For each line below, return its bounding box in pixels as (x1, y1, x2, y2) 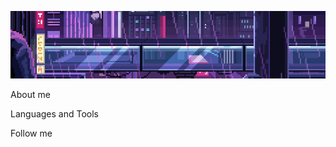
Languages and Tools (10, 107, 100, 120)
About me (10, 88, 51, 100)
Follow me (10, 127, 53, 139)
